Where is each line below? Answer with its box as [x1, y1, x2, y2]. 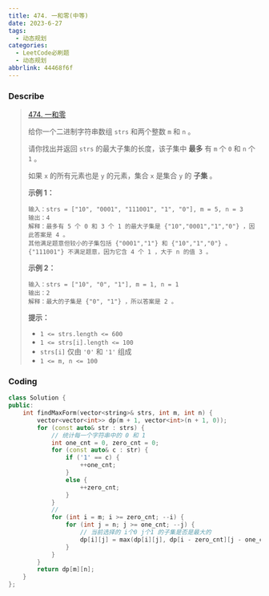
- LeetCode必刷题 [15, 49, 70, 57]
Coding [8, 375, 38, 387]
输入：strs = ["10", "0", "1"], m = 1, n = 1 [27, 281, 179, 289]
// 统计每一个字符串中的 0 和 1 [50, 431, 146, 440]
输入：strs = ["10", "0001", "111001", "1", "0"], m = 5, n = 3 [27, 205, 244, 213]
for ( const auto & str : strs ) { [37, 424, 146, 432]
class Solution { [8, 394, 66, 402]
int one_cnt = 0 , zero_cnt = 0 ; [50, 439, 159, 447]
